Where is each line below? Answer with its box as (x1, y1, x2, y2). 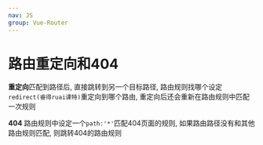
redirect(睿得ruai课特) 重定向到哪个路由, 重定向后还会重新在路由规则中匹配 (8, 92, 250, 102)
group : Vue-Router (8, 19, 68, 27)
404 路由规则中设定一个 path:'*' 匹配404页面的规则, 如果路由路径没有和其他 (8, 118, 255, 128)
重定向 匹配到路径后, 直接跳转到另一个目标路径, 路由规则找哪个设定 (8, 82, 222, 92)
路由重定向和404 (8, 55, 119, 73)
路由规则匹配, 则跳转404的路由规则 (8, 129, 122, 138)
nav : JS (8, 11, 34, 20)
